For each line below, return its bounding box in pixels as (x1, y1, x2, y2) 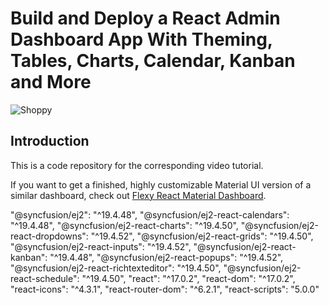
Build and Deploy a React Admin (10, 7, 281, 30)
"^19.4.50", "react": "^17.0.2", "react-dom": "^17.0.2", (81, 272, 296, 284)
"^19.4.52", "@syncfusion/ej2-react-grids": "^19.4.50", (90, 230, 314, 242)
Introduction (10, 133, 90, 150)
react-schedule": (10, 272, 80, 284)
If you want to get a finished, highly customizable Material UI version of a (10, 178, 312, 191)
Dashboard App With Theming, (10, 28, 273, 51)
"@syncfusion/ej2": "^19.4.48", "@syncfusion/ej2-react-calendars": (10, 208, 290, 221)
